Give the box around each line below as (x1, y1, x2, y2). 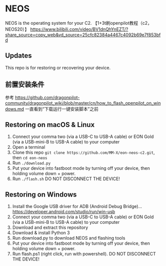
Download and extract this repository (12, 224, 88, 231)
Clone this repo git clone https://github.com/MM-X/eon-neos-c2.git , (12, 149, 155, 155)
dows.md (5, 106, 24, 112)
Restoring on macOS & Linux (5, 120, 95, 129)
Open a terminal (12, 144, 46, 150)
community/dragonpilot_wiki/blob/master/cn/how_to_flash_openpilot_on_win (5, 100, 161, 106)
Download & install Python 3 (12, 230, 70, 236)
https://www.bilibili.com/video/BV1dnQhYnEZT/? (30, 26, 128, 32)
